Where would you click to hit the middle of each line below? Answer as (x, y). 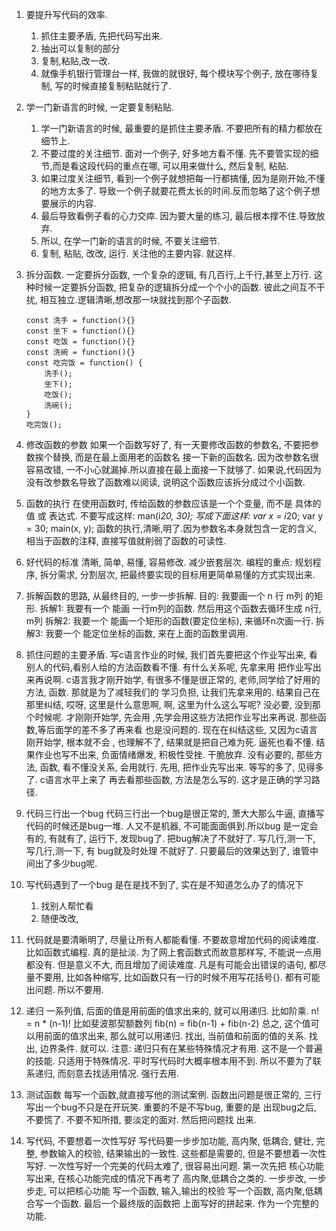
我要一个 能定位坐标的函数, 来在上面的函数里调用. (147, 633)
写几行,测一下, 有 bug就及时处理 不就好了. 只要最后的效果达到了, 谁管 (168, 851)
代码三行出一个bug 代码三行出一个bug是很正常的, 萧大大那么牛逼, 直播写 (175, 813)
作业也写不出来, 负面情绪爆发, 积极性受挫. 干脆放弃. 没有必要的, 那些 (174, 754)
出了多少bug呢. (66, 863)
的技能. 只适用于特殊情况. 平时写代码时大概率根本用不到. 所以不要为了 (169, 1061)
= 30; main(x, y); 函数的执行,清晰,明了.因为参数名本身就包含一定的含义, (171, 528)
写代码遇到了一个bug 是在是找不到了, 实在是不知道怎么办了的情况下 (164, 884)
